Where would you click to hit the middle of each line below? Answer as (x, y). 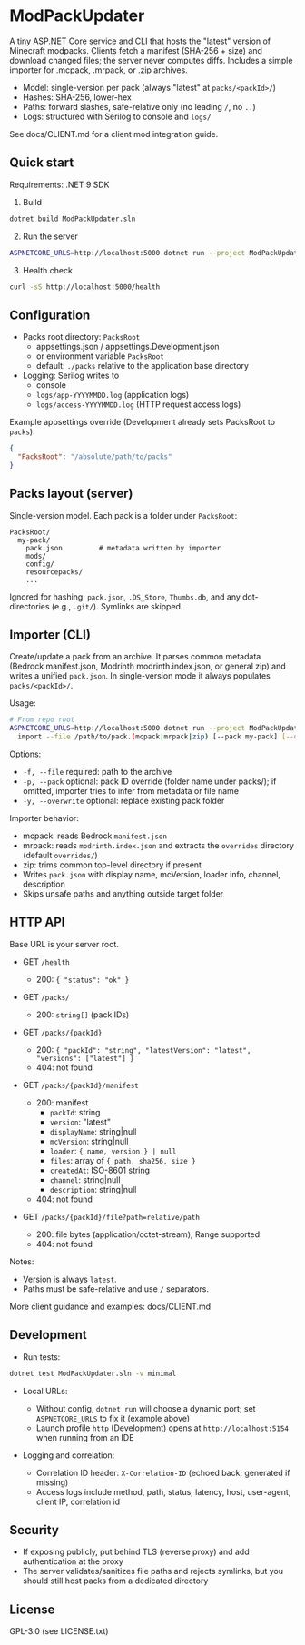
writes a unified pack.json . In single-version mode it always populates (140, 676)
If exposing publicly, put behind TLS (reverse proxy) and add (136, 1552)
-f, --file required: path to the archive (97, 772)
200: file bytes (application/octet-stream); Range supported (148, 1234)
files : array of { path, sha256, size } (123, 1160)
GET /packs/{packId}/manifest (80, 1085)
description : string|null (93, 1189)
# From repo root (42, 720)
